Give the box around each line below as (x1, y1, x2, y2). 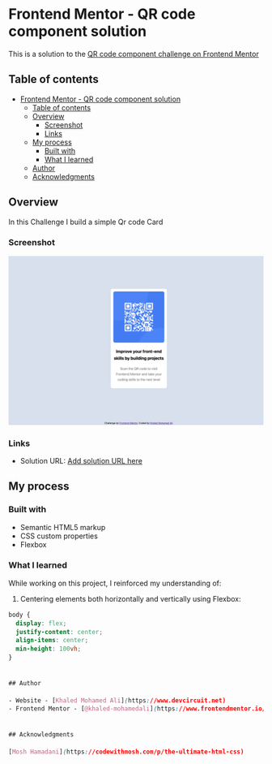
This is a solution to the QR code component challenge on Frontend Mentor (8, 49, 259, 58)
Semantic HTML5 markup (19, 522, 106, 532)
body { (8, 611, 31, 619)
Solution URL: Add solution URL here (19, 455, 143, 465)
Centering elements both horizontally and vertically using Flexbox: (19, 594, 241, 603)
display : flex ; (15, 619, 67, 628)
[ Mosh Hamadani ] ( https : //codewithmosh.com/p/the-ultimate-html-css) (8, 748, 244, 756)
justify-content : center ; (15, 628, 104, 636)
